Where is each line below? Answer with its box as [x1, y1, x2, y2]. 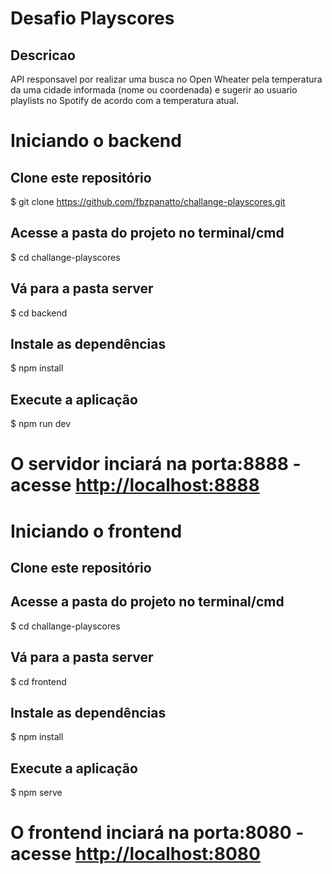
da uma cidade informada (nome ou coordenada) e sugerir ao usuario [10, 84, 298, 96]
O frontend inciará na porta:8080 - [10, 822, 305, 844]
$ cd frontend [10, 675, 67, 687]
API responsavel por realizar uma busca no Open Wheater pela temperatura [10, 73, 323, 85]
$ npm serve [10, 787, 63, 799]
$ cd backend [10, 307, 68, 319]
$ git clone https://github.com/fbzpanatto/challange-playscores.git [10, 196, 286, 207]
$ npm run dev [10, 418, 72, 430]
